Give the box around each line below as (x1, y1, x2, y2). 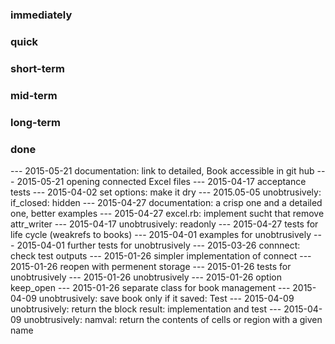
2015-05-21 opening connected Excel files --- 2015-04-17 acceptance (16, 175, 307, 187)
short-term (10, 61, 66, 75)
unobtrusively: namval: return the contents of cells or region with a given (23, 313, 323, 325)
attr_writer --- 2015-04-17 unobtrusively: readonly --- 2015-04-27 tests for (10, 218, 319, 230)
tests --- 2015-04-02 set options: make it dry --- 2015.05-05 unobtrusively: (10, 186, 322, 198)
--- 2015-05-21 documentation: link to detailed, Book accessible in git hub (10, 164, 315, 177)
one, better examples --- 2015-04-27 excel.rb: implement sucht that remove (10, 207, 325, 219)
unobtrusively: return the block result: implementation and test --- (10, 303, 282, 315)
